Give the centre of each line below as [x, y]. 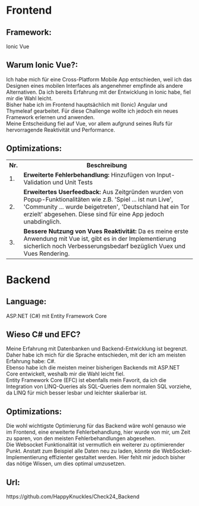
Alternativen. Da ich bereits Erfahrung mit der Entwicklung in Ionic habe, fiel [99, 92]
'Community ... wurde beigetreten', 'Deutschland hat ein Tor [106, 206]
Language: [26, 302]
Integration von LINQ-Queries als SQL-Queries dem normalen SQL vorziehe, [99, 387]
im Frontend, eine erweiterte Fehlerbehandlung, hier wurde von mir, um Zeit [98, 432]
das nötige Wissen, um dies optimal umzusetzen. [66, 464]
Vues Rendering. [46, 253]
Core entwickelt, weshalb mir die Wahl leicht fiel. [65, 374]
